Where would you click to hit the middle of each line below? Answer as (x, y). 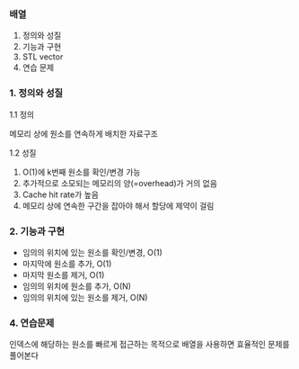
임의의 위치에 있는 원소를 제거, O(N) (85, 297)
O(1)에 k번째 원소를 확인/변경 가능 (81, 172)
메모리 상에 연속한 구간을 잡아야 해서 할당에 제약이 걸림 (118, 205)
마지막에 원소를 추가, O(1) (67, 264)
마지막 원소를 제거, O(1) (63, 274)
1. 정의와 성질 (36, 94)
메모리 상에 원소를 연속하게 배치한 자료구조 (84, 133)
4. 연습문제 (32, 323)
